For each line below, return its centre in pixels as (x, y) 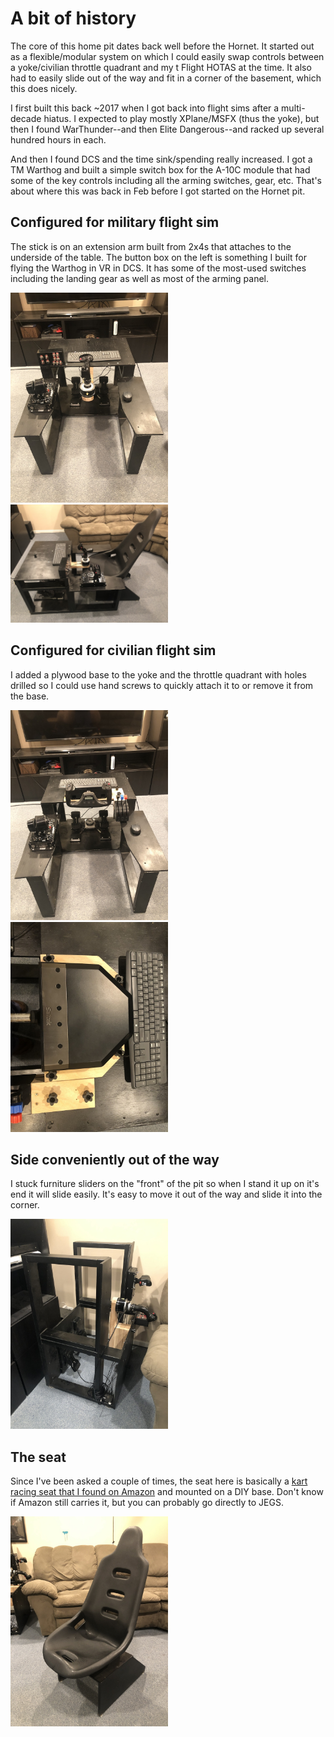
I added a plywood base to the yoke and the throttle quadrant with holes (158, 674)
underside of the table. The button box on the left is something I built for (159, 257)
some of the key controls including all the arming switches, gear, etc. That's (166, 180)
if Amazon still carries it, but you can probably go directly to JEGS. (147, 1503)
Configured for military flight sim (115, 222)
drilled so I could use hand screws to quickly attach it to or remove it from (162, 685)
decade (26, 118)
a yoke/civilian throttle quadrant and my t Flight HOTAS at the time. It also (161, 67)
